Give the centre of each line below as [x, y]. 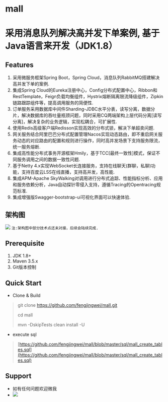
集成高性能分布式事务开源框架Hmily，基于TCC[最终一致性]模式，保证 [84, 153]
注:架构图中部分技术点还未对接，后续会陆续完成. [55, 228]
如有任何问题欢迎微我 [34, 389]
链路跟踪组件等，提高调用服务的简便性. [53, 103]
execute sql [24, 334]
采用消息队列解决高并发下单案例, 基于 [82, 33]
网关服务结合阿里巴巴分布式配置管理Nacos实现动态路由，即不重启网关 [85, 135]
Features [19, 65]
